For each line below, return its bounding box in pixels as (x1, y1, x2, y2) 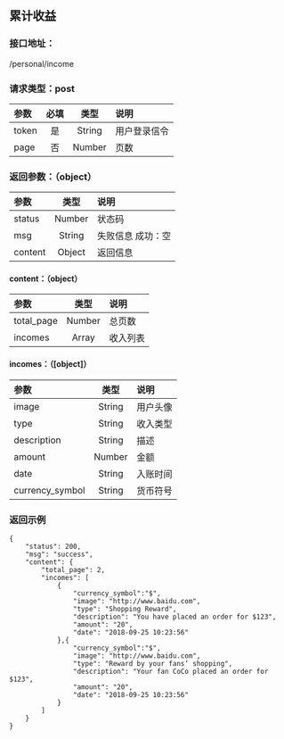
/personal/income (9, 58, 74, 69)
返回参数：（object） (9, 170, 97, 183)
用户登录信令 (115, 124, 169, 137)
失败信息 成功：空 (96, 230, 172, 243)
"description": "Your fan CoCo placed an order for (72, 667, 269, 676)
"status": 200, (25, 542, 82, 551)
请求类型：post (9, 82, 76, 95)
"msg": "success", (25, 550, 93, 559)
